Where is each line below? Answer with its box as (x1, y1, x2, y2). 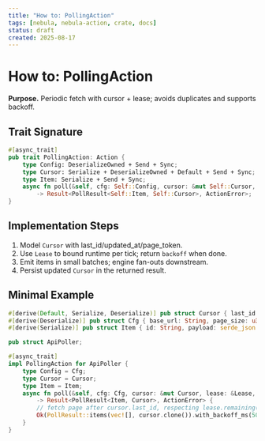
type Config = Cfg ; (22, 367, 87, 375)
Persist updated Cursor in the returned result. (19, 266, 167, 275)
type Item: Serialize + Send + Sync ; (22, 175, 147, 183)
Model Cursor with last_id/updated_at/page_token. (19, 240, 183, 250)
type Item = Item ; (22, 382, 83, 390)
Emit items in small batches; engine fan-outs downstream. (19, 257, 209, 266)
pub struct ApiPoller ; (8, 338, 83, 346)
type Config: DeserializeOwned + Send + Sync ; (22, 160, 178, 168)
